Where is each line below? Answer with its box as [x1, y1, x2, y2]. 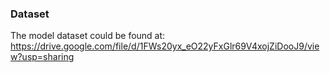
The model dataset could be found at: [10, 30, 166, 42]
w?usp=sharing [10, 51, 75, 63]
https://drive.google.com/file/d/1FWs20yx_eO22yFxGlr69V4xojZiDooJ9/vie [10, 40, 320, 52]
